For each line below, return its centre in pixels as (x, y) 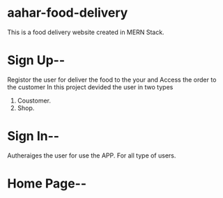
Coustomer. (34, 100)
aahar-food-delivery (68, 13)
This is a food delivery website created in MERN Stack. (86, 32)
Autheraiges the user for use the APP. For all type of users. (92, 155)
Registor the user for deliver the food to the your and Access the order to (112, 79)
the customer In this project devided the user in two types (90, 87)
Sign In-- (33, 136)
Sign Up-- (36, 60)
